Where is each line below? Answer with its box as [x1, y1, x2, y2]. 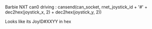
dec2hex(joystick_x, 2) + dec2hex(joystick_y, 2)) [5, 9, 102, 15]
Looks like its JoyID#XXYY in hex [5, 19, 71, 24]
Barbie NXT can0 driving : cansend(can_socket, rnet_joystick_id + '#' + [5, 4, 148, 10]
